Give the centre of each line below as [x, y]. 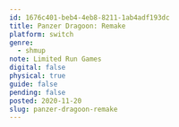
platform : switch [42, 34]
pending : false [38, 92]
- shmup [32, 51]
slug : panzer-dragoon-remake [64, 109]
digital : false [38, 68]
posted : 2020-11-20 [46, 101]
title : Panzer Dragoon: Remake [68, 26]
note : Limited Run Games [55, 59]
